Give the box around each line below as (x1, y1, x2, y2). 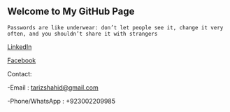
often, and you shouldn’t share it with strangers (7, 30, 158, 37)
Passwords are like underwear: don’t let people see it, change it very (7, 24, 224, 31)
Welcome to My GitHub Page (7, 6, 135, 17)
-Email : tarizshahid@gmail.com (7, 83, 99, 92)
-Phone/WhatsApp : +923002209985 (7, 97, 116, 105)
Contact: (7, 69, 33, 78)
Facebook (7, 56, 36, 64)
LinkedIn (7, 42, 32, 51)
